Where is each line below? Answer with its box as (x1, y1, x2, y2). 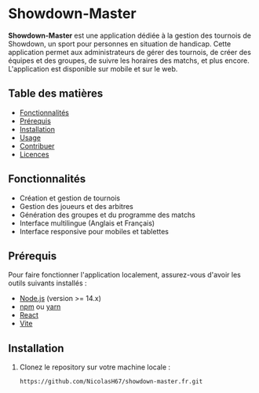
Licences (19, 149, 49, 159)
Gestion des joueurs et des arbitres (19, 201, 133, 211)
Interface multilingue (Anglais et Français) (19, 218, 155, 228)
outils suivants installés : (8, 278, 87, 288)
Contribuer (19, 141, 55, 150)
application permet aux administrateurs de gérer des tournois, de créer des (8, 47, 251, 57)
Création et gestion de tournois (19, 193, 120, 203)
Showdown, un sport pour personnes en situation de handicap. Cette (8, 39, 232, 48)
